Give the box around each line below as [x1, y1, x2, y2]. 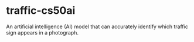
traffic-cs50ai [6, 4, 76, 17]
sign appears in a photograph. [6, 29, 79, 36]
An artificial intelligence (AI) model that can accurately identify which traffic [6, 23, 189, 30]
